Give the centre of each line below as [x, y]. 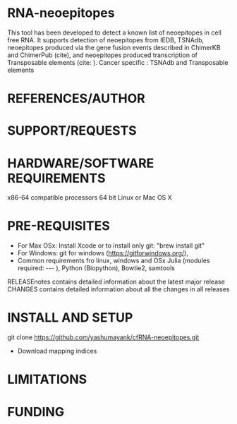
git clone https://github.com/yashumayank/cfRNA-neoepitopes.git [103, 337]
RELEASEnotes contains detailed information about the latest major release [116, 282]
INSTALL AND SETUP [70, 318]
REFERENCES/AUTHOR [77, 98]
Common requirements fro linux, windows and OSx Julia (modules [114, 261]
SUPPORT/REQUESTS [72, 131]
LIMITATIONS [47, 380]
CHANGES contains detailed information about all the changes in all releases [119, 289]
